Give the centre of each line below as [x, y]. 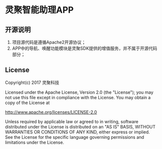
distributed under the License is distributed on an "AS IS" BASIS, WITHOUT [80, 127]
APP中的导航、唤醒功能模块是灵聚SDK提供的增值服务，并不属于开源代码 [84, 48]
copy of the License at [27, 103]
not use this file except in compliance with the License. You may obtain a [78, 97]
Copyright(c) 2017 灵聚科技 [32, 82]
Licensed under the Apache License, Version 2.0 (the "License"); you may [79, 92]
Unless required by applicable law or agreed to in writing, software [72, 121]
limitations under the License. [35, 142]
